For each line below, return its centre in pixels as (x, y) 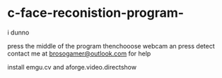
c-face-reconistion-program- (96, 13)
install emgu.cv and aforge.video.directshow (72, 67)
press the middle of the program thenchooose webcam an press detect (111, 46)
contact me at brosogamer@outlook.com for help (79, 53)
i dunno (18, 32)
